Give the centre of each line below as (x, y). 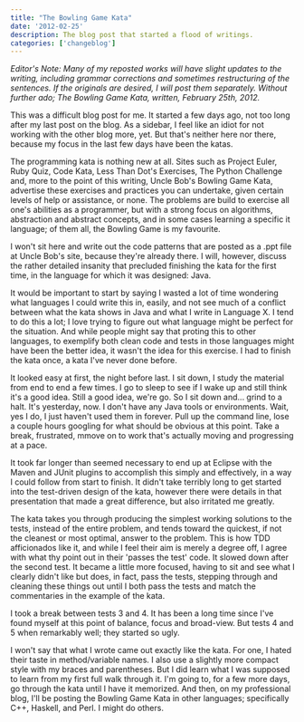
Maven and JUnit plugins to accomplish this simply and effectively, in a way (151, 473)
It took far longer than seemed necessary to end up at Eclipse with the (141, 463)
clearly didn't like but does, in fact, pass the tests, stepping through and (144, 577)
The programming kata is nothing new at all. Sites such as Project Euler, (144, 162)
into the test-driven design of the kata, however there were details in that (146, 492)
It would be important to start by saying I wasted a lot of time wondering (144, 293)
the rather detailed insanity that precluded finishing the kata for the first (143, 266)
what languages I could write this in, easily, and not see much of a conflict (148, 303)
